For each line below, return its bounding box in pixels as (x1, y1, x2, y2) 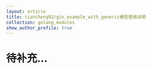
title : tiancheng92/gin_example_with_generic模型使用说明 (6, 14, 146, 20)
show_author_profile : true (6, 25, 72, 31)
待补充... (6, 52, 48, 65)
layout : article (6, 8, 46, 15)
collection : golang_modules (6, 19, 75, 25)
